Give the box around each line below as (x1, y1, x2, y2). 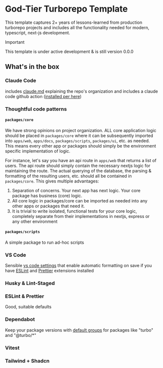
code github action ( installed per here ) (5, 93, 81, 99)
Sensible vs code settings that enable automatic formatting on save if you (5, 263, 152, 268)
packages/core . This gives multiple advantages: (5, 178, 99, 184)
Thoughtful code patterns (5, 105, 67, 112)
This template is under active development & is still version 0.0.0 (5, 49, 134, 54)
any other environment (12, 218, 58, 224)
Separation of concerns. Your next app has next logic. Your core (12, 187, 141, 193)
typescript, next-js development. (5, 30, 70, 35)
